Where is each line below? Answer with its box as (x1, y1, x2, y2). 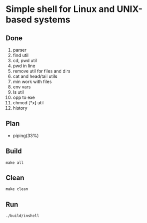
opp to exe (12, 94, 35, 100)
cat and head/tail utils (12, 74, 58, 79)
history (12, 105, 28, 111)
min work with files (12, 78, 52, 84)
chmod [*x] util (12, 100, 44, 105)
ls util (12, 89, 24, 95)
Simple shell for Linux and (5, 3, 115, 15)
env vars (12, 84, 31, 90)
